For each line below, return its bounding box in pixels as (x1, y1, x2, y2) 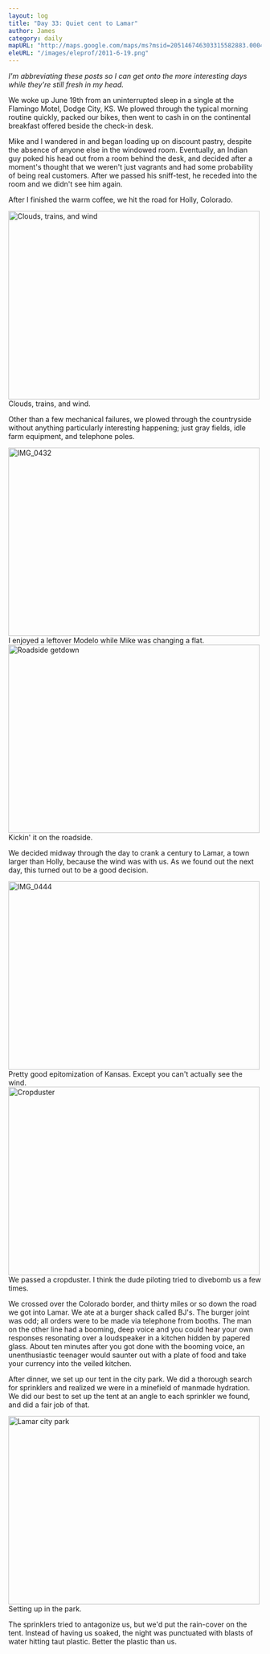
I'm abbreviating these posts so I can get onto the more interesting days (8, 72, 247, 80)
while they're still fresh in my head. (8, 80, 125, 89)
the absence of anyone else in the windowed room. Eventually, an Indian (8, 146, 247, 154)
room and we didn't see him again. (8, 179, 123, 189)
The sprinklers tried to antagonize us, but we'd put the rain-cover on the (8, 1619, 247, 1629)
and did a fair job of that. (8, 1400, 90, 1410)
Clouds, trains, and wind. (8, 399, 91, 408)
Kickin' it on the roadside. (8, 833, 93, 842)
